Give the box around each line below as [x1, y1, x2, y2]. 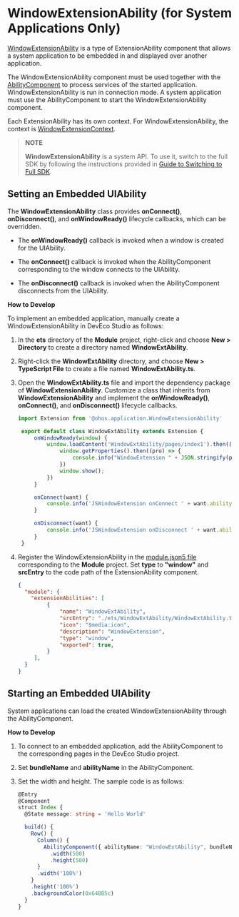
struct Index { [17, 804, 63, 811]
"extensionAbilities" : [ [31, 594, 105, 602]
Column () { [36, 836, 70, 843]
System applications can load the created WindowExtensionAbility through [7, 706, 227, 715]
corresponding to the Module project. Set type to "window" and [17, 560, 209, 569]
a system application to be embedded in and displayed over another [7, 51, 208, 60]
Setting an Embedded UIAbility [7, 188, 147, 201]
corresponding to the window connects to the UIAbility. [17, 265, 180, 273]
